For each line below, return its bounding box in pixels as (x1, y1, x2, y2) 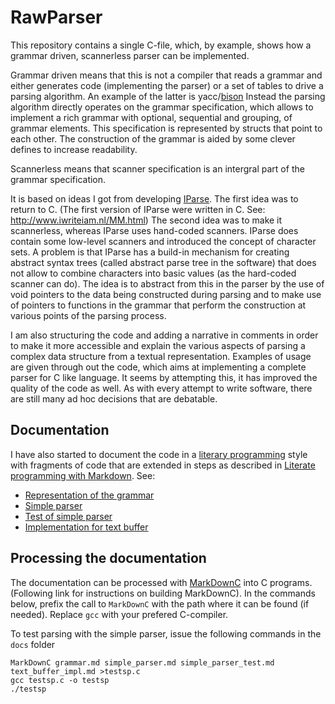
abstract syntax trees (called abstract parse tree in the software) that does (10, 256, 317, 268)
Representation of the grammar (24, 489, 155, 501)
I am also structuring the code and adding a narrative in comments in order (10, 329, 319, 341)
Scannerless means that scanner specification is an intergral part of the (10, 162, 305, 175)
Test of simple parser (24, 510, 113, 522)
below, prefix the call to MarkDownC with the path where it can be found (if (10, 597, 310, 610)
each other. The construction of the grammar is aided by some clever (10, 132, 296, 145)
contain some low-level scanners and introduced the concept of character (10, 235, 317, 247)
